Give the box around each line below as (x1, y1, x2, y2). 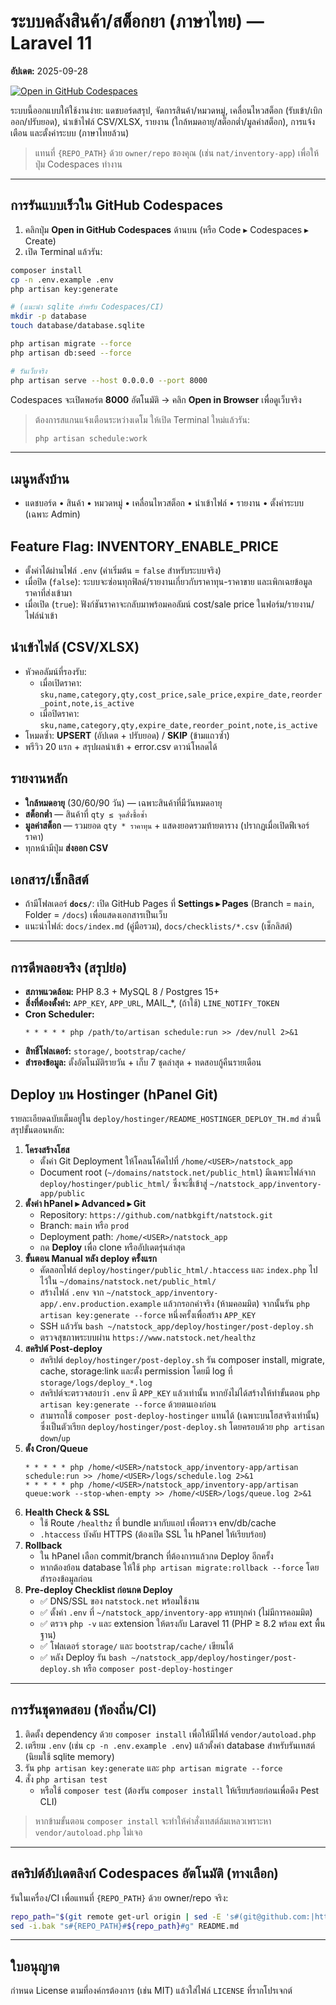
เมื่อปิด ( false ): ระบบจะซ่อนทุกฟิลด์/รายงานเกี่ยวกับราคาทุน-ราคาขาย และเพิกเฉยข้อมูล (24, 576, 313, 587)
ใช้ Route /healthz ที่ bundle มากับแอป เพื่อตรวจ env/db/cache (39, 1517, 277, 1529)
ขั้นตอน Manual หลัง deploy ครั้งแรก (24, 1253, 157, 1265)
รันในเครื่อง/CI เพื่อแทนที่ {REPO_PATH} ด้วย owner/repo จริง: (10, 1891, 229, 1904)
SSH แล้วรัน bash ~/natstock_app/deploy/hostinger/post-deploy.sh (39, 1320, 314, 1332)
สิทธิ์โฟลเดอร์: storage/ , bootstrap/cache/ (24, 1045, 187, 1057)
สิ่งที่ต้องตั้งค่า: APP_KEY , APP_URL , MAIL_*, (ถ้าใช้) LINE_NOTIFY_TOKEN (24, 997, 280, 1009)
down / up (39, 1432, 71, 1444)
